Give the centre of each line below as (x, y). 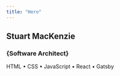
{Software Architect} (38, 53)
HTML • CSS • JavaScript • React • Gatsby (60, 66)
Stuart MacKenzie (41, 36)
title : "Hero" (24, 12)
